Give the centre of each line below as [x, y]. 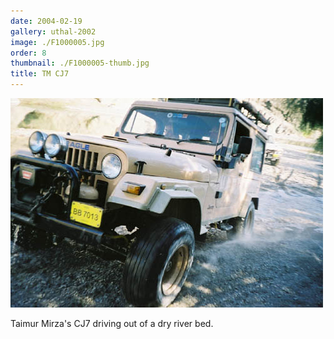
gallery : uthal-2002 [53, 31]
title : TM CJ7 [40, 74]
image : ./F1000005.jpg [57, 42]
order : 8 [28, 53]
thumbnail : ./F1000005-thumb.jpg [80, 63]
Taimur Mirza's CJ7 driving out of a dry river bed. [112, 323]
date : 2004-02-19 [46, 21]
